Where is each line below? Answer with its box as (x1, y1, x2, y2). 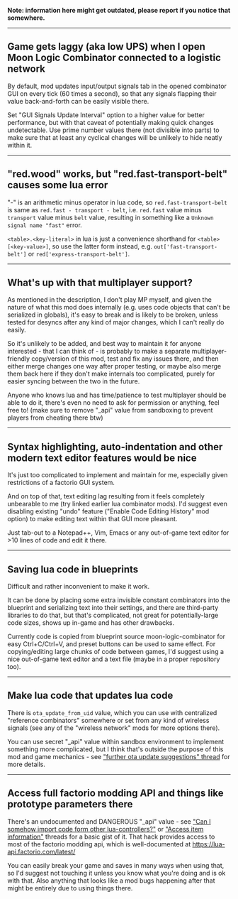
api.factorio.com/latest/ (7, 847, 76, 856)
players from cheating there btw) (7, 413, 104, 422)
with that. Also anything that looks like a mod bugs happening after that (7, 876, 215, 885)
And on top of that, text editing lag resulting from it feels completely (7, 492, 205, 501)
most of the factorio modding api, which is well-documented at (7, 839, 191, 848)
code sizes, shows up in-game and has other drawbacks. (7, 619, 175, 627)
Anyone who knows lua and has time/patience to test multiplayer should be (7, 391, 227, 400)
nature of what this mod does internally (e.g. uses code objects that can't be (7, 303, 230, 312)
